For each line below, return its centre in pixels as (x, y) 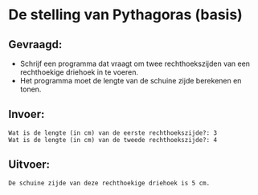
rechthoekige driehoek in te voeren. (79, 72)
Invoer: (27, 114)
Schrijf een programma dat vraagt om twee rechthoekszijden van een (135, 63)
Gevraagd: (35, 45)
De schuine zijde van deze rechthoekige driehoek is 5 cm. (109, 183)
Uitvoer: (29, 165)
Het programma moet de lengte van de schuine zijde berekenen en (131, 81)
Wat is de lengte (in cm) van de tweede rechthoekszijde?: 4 (113, 140)
